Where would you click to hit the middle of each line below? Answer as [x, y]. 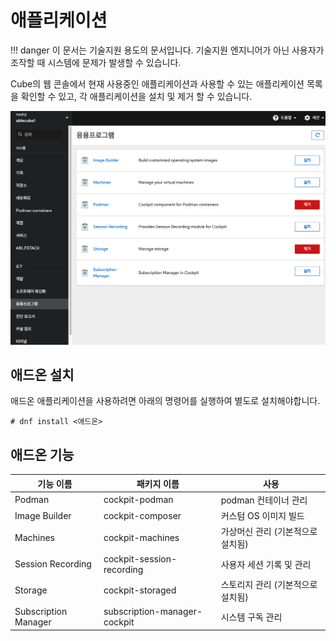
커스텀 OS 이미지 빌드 [262, 516]
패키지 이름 [158, 483]
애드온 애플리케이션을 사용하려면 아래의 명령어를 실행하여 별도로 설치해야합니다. [165, 401]
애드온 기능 [42, 454]
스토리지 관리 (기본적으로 [269, 584]
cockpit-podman [138, 500]
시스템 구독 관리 [251, 617]
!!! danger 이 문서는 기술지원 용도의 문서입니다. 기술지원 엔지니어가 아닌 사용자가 [167, 50]
